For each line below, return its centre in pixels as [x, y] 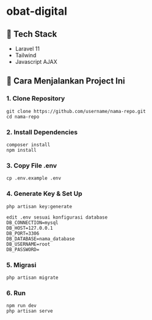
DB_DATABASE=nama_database [41, 239]
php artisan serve [30, 311]
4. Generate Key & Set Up [44, 193]
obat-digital [37, 11]
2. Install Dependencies [42, 132]
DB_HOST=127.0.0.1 [30, 228]
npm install [21, 150]
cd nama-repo [23, 117]
